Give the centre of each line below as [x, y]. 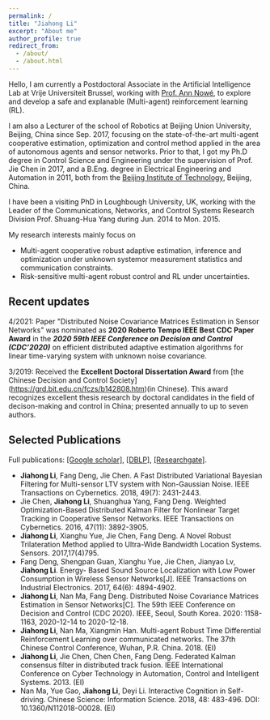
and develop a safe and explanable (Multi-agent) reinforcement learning [128, 101]
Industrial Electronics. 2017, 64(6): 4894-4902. [98, 587]
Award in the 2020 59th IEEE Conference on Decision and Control [120, 338]
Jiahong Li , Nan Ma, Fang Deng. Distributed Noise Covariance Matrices [139, 596]
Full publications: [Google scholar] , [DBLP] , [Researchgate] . [108, 460]
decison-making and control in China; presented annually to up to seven [129, 405]
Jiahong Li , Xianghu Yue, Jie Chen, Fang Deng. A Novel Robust [126, 535]
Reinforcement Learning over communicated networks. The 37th [128, 639]
